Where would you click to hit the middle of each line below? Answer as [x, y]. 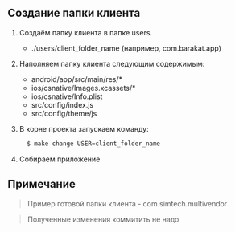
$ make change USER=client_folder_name [94, 144]
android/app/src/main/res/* [76, 79]
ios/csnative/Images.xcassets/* [83, 88]
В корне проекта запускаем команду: [84, 128]
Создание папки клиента [74, 13]
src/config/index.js [62, 104]
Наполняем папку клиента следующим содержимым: [112, 63]
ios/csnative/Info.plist [67, 96]
